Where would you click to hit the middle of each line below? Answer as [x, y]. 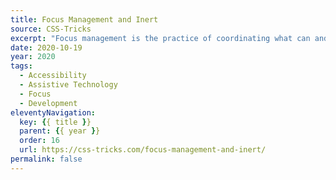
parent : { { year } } [60, 131]
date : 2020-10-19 [46, 47]
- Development [48, 103]
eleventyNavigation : [53, 112]
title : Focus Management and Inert [84, 19]
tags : [21, 66]
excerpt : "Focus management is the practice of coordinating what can [160, 38]
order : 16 [39, 141]
